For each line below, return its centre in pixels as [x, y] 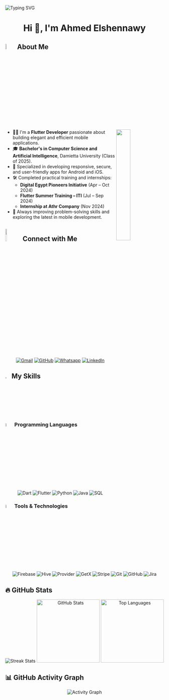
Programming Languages [46, 425]
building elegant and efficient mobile [50, 138]
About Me [33, 47]
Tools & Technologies [41, 506]
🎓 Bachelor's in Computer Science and [55, 148]
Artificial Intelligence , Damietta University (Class [64, 156]
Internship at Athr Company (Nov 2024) [62, 207]
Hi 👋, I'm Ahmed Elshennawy [84, 28]
